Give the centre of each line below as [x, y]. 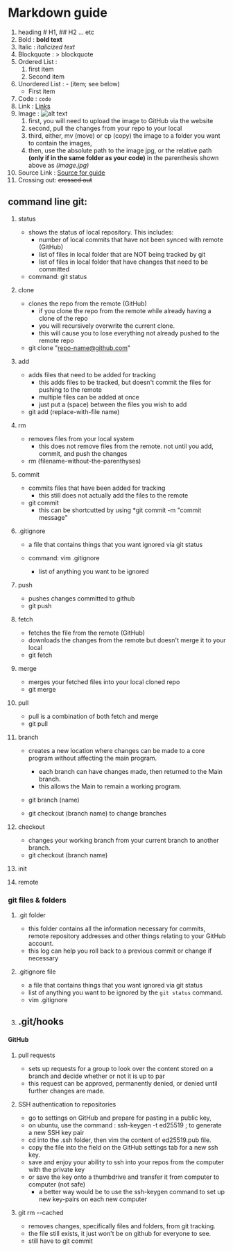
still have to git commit [60, 1241]
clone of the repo [63, 318]
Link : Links [34, 106]
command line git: [48, 202]
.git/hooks [41, 1022]
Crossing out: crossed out [55, 180]
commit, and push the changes [83, 453]
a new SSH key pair [56, 1132]
